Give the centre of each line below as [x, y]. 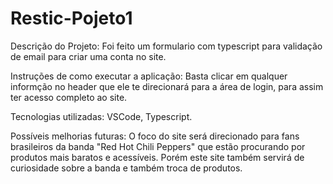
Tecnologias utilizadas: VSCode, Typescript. [101, 116]
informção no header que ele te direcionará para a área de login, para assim [167, 86]
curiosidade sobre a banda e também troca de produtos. [126, 168]
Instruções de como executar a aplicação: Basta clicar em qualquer [149, 76]
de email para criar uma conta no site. [88, 56]
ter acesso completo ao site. [69, 97]
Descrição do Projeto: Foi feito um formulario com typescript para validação [166, 46]
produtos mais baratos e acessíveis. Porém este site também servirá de [157, 157]
